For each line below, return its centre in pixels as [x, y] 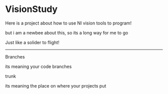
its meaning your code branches [38, 66]
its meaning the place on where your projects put [56, 85]
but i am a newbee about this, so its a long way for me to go [67, 32]
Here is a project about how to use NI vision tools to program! [68, 23]
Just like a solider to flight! [32, 42]
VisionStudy [31, 9]
